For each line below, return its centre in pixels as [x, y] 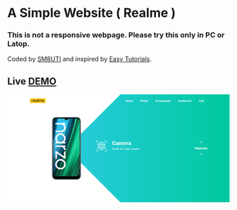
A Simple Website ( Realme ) [92, 13]
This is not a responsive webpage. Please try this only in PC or [116, 35]
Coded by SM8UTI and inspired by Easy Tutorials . [80, 59]
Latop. [19, 44]
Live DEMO [32, 81]
